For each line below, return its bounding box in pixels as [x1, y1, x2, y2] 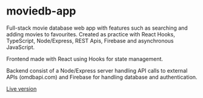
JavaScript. [6, 44, 35, 51]
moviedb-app [6, 4, 77, 18]
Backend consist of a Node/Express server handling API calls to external [6, 67, 188, 74]
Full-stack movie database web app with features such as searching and [6, 24, 188, 31]
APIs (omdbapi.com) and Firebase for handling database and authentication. [6, 73, 198, 80]
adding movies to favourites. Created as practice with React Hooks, [6, 30, 175, 38]
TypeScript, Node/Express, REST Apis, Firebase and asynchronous [6, 37, 174, 44]
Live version [6, 85, 37, 92]
